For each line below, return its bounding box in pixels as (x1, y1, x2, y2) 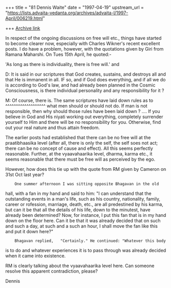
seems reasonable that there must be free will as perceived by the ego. (5, 156, 156, 162)
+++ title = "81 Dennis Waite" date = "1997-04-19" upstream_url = (5, 5, 144, 10)
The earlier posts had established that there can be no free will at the (5, 135, 151, 140)
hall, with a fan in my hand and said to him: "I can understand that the (5, 190, 152, 196)
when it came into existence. (5, 253, 66, 259)
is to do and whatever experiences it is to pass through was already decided (5, 248, 166, 253)
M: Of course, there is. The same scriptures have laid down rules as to (5, 97, 154, 103)
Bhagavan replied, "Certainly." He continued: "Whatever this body (14, 238, 166, 243)
